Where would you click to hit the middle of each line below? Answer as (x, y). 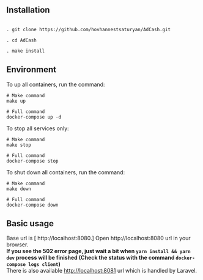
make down (19, 189)
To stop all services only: (38, 128)
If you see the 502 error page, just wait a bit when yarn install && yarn (98, 251)
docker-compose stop (33, 161)
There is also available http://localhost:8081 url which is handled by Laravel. (102, 271)
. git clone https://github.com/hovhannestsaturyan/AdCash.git (89, 29)
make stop (19, 145)
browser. (17, 245)
